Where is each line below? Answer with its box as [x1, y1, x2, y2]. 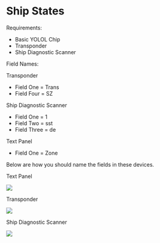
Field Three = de [14, 126, 56, 133]
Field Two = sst [14, 119, 53, 127]
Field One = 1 [14, 113, 48, 120]
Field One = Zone [14, 149, 58, 156]
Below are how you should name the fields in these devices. [6, 161, 155, 168]
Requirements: [6, 24, 42, 31]
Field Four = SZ [14, 90, 53, 97]
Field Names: [6, 60, 39, 67]
